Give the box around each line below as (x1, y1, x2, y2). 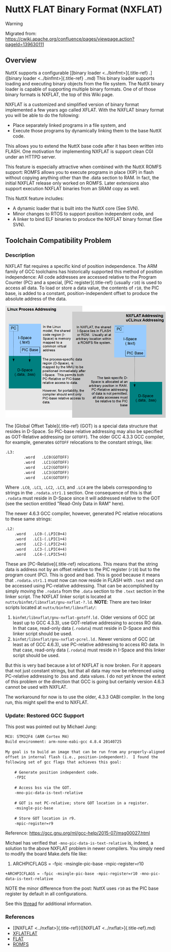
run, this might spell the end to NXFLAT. (5, 699, 89, 705)
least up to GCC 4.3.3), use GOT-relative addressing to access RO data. (12, 620, 163, 626)
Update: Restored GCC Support (5, 712, 84, 719)
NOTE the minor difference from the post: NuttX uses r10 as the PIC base (5, 886, 159, 891)
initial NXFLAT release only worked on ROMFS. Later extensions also (5, 180, 149, 186)
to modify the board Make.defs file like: (5, 851, 88, 857)
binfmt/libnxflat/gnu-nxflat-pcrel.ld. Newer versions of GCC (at (12, 636, 155, 642)
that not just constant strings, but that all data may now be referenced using (5, 667, 164, 673)
